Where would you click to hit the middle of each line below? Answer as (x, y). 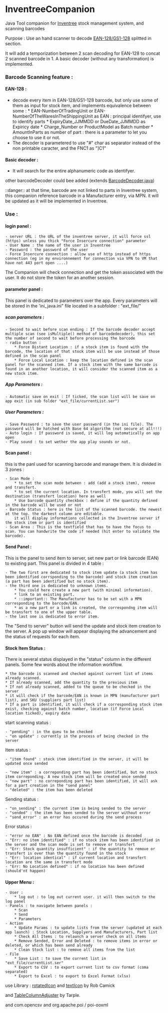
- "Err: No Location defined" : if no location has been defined (74, 867)
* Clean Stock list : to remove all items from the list (75, 950)
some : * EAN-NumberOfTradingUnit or (53, 111)
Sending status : (22, 799)
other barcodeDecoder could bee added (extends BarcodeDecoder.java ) (80, 181)
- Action (14, 924)
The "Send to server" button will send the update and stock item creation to (83, 626)
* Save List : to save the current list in (60, 959)
